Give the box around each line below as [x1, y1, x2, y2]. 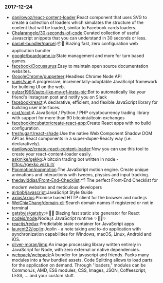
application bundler [11, 48, 51, 54]
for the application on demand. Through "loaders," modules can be [11, 262, 146, 268]
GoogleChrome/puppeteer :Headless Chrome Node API [11, 74, 122, 79]
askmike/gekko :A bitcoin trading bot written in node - [11, 156, 119, 162]
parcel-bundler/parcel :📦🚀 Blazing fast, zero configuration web [11, 40, 138, 47]
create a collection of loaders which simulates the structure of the [11, 19, 144, 25]
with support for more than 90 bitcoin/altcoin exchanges [11, 115, 125, 121]
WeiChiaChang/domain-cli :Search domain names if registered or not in [11, 200, 154, 206]
